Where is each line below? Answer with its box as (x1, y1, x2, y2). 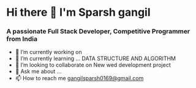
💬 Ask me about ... (15, 68, 62, 75)
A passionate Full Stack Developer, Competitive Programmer (6, 27, 190, 36)
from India (6, 35, 38, 43)
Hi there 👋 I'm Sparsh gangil (6, 5, 151, 19)
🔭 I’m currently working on (15, 49, 82, 56)
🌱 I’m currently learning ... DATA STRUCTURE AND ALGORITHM (15, 55, 176, 63)
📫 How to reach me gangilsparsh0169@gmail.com (15, 75, 144, 82)
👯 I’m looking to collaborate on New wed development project (15, 61, 171, 69)
